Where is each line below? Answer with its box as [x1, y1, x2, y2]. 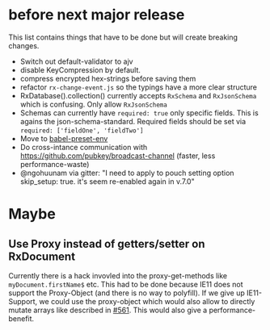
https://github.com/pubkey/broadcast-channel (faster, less [19, 151, 216, 161]
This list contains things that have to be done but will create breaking [8, 32, 238, 42]
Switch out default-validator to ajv [19, 56, 133, 66]
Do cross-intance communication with [19, 142, 148, 152]
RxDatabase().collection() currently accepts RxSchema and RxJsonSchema [19, 90, 257, 100]
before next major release [8, 6, 185, 24]
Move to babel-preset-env [19, 133, 108, 143]
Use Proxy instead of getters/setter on [8, 236, 205, 251]
